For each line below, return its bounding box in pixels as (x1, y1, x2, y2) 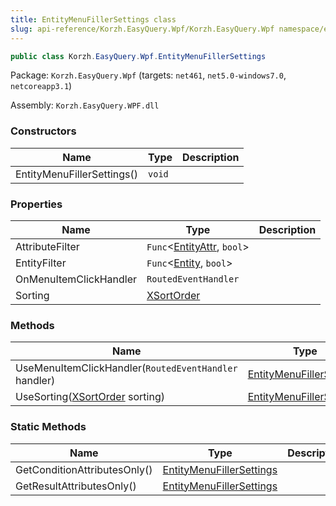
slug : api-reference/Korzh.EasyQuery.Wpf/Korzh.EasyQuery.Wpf (10, 24, 275, 34)
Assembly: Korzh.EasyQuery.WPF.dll (10, 99, 160, 111)
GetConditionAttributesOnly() (15, 462, 153, 476)
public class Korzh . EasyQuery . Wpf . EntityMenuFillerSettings (10, 51, 267, 61)
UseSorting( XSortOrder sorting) (15, 390, 165, 404)
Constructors (10, 124, 77, 138)
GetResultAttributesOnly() (15, 479, 137, 493)
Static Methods (10, 420, 87, 434)
